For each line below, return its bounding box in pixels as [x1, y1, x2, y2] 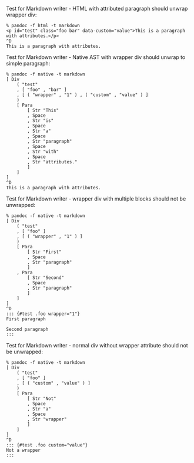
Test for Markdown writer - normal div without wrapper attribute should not [6, 342, 188, 349]
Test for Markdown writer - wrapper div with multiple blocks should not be [6, 195, 186, 202]
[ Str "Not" [27, 396, 57, 402]
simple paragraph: [6, 60, 51, 67]
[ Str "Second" [27, 275, 65, 281]
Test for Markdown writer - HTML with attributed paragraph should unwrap [6, 5, 188, 12]
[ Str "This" [27, 107, 59, 113]
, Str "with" [27, 149, 59, 155]
